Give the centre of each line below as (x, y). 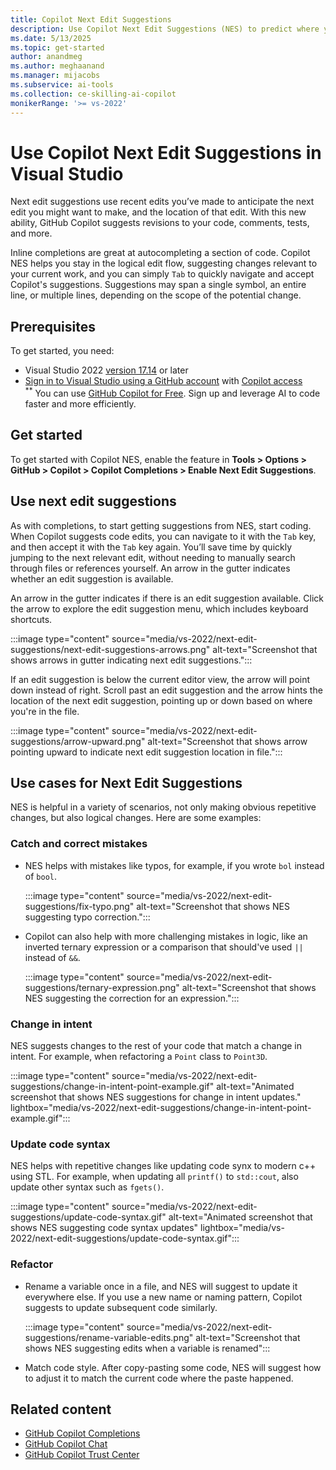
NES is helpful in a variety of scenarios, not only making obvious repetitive (163, 807)
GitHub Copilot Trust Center (82, 1455)
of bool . (40, 876)
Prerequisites (53, 326)
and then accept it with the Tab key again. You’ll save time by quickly (151, 547)
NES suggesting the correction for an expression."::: (132, 998)
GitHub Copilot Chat (66, 1444)
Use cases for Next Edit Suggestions (126, 782)
